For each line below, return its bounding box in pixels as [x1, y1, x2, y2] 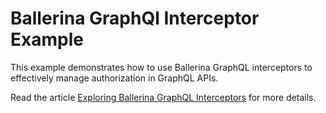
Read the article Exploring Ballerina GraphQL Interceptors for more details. [10, 91, 317, 103]
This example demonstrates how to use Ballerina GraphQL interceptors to [10, 61, 313, 73]
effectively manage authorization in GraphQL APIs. [10, 72, 219, 84]
